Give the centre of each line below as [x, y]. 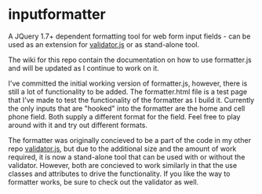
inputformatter [57, 15]
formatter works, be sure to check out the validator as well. [104, 181]
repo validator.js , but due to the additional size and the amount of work [122, 148]
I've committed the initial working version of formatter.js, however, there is [128, 83]
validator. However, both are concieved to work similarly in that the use [123, 165]
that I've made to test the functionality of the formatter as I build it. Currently [131, 100]
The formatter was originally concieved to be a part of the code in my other [129, 140]
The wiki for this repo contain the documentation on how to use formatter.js [130, 60]
